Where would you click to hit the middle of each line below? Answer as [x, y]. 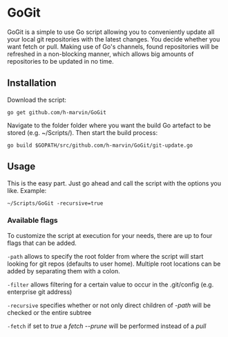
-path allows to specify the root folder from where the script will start [105, 256]
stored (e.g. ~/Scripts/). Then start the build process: [82, 132]
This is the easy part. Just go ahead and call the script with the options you [114, 183]
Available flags [32, 221]
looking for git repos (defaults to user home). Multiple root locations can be [114, 264]
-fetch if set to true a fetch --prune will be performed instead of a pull [107, 326]
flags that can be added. [42, 243]
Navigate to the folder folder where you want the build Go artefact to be [109, 125]
